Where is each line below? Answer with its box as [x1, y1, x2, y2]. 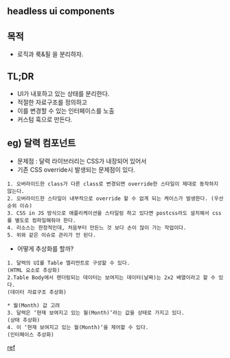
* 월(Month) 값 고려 [7, 302, 60, 309]
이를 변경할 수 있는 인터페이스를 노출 [16, 107, 115, 115]
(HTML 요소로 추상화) [7, 267, 60, 273]
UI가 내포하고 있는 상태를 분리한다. [16, 89, 110, 98]
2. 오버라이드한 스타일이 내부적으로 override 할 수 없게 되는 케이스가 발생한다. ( [7, 195, 214, 202]
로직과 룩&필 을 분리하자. [16, 50, 84, 58]
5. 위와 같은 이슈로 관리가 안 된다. [7, 232, 96, 238]
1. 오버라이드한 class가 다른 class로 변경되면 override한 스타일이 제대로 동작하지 [7, 180, 219, 188]
